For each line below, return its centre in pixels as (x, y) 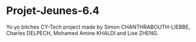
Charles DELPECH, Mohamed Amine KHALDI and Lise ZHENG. (83, 33)
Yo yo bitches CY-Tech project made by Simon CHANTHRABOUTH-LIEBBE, (98, 27)
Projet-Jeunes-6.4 (53, 11)
